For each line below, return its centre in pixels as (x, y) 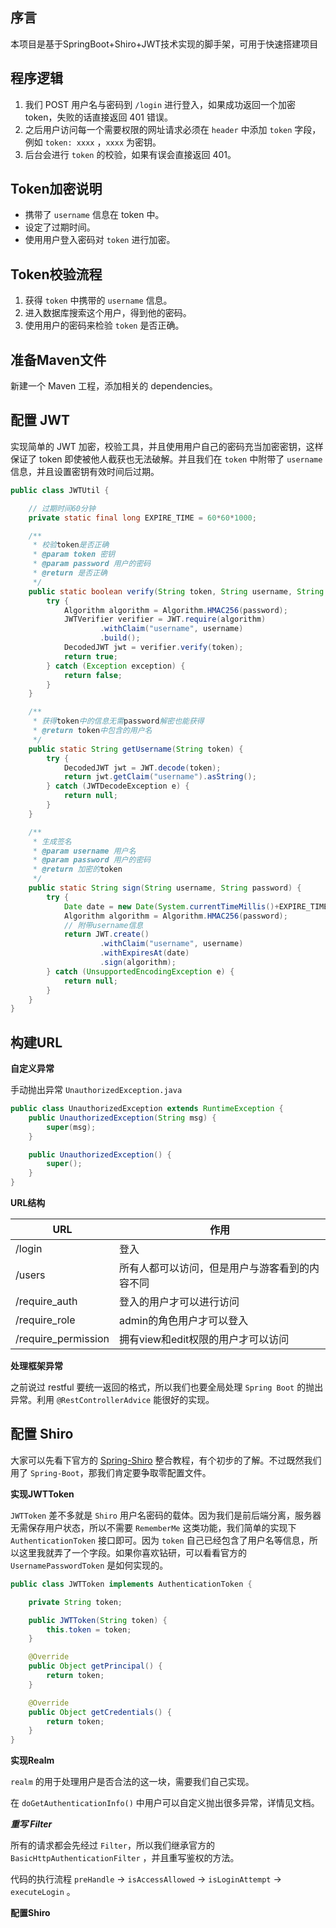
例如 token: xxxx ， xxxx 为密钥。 (93, 142)
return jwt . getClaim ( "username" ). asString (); (160, 777)
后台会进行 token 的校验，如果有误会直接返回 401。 (130, 154)
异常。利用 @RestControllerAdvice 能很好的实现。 (112, 1400)
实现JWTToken (42, 1494)
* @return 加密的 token (77, 869)
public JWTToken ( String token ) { (98, 1620)
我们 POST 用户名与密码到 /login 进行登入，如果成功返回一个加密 (160, 104)
